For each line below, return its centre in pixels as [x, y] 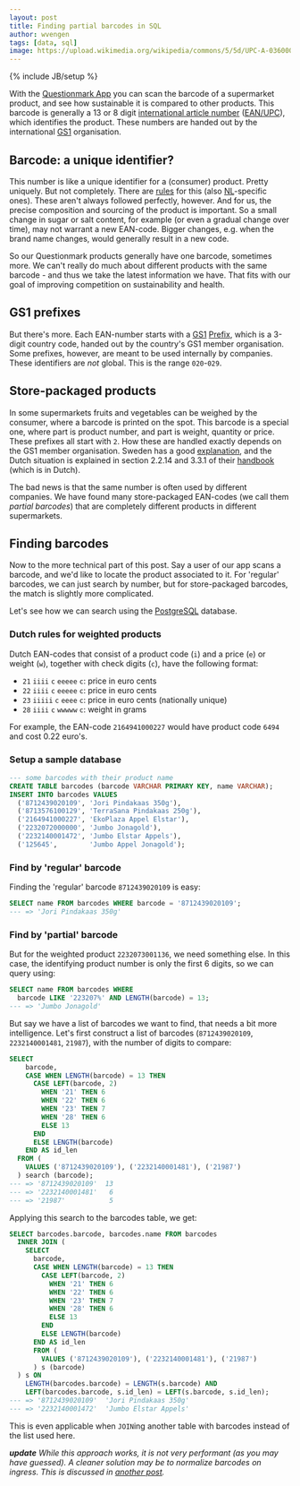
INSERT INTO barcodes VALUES [63, 795]
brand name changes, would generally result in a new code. [119, 238]
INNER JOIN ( [42, 1242]
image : [21, 51]
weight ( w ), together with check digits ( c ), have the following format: [134, 663]
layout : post [33, 17]
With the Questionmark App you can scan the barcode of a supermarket [142, 94]
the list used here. [42, 1435]
